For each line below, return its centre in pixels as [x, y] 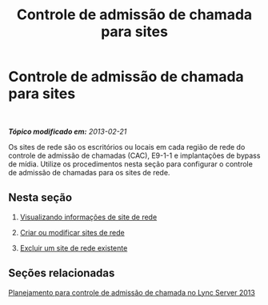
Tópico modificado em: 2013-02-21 [68, 131]
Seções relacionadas [62, 273]
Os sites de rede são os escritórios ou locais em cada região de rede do [127, 146]
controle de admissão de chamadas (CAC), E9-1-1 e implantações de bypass [134, 155]
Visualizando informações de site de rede [88, 217]
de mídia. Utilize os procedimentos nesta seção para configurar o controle [131, 164]
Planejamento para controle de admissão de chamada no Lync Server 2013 [132, 292]
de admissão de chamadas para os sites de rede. [89, 172]
